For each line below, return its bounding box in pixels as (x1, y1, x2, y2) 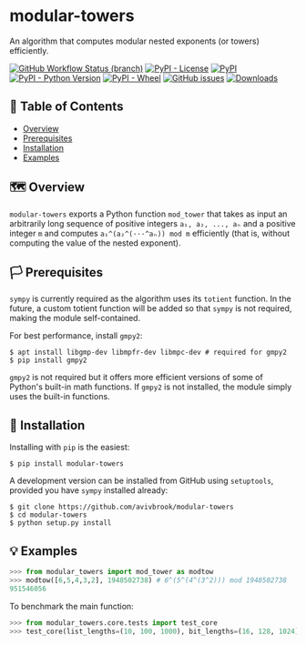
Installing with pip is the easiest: (9, 442, 130, 453)
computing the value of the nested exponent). (9, 237, 181, 248)
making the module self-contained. (9, 313, 141, 324)
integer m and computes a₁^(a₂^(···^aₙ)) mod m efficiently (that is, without (9, 227, 290, 238)
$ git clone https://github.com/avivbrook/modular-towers (9, 502, 234, 512)
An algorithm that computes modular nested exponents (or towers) (9, 35, 260, 46)
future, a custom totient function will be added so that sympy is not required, (9, 303, 292, 314)
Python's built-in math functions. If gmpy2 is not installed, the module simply (9, 381, 292, 392)
